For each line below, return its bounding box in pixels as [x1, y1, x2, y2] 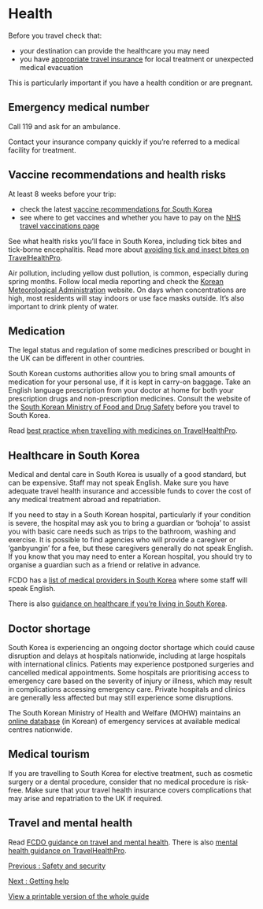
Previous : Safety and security [8, 861, 106, 870]
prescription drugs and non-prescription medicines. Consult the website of [8, 394, 251, 404]
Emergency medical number [8, 101, 150, 114]
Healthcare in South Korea [8, 449, 140, 462]
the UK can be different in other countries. [8, 353, 146, 363]
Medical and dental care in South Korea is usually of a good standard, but [8, 470, 246, 479]
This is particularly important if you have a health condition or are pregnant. [8, 78, 254, 87]
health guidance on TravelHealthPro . [8, 845, 128, 855]
